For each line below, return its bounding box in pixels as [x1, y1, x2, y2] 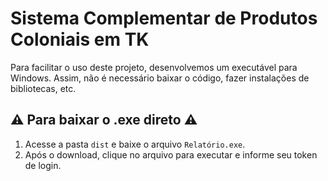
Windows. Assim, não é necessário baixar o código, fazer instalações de [10, 72, 310, 84]
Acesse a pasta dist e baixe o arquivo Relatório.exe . [24, 138, 246, 150]
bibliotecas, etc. [10, 82, 77, 94]
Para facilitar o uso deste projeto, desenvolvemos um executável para [10, 61, 298, 73]
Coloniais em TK [10, 28, 150, 51]
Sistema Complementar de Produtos [10, 7, 318, 30]
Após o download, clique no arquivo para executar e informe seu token [24, 148, 318, 161]
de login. [24, 159, 62, 171]
